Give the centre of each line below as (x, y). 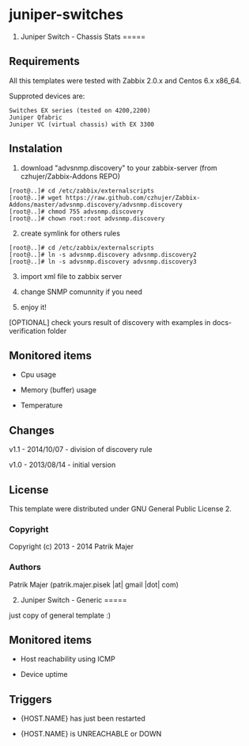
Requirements (44, 61)
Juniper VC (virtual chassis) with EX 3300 (82, 124)
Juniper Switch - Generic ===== (74, 599)
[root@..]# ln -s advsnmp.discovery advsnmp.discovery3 (103, 262)
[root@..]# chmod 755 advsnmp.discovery (77, 212)
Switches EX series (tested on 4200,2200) (80, 110)
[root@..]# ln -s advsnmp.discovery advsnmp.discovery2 (103, 254)
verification (27, 331)
